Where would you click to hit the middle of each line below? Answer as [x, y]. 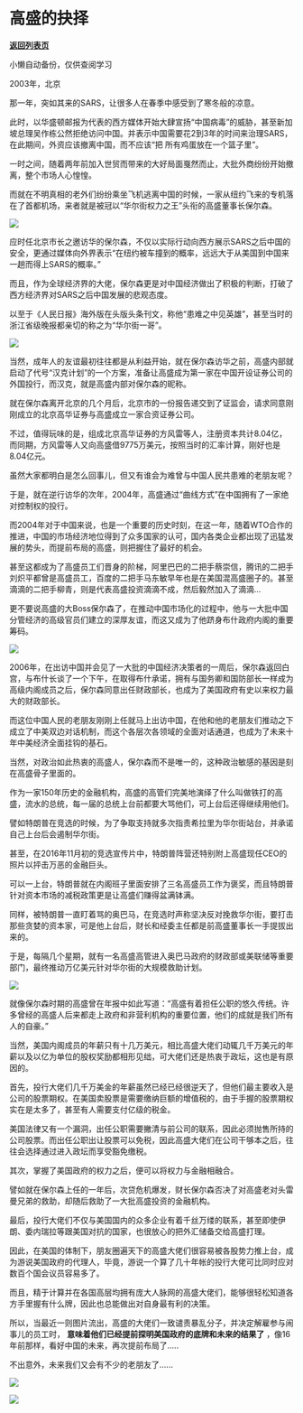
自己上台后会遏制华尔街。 [57, 834]
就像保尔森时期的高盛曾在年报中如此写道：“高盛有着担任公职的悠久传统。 [146, 1003]
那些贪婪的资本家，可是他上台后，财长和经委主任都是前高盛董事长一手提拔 [147, 925]
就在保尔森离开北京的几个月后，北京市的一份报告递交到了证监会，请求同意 [147, 403]
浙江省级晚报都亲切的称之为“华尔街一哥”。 [88, 325]
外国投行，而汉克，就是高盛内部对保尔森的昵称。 [100, 384]
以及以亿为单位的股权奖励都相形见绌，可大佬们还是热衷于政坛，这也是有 [151, 1056]
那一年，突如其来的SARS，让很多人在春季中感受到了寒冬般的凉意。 [134, 102]
